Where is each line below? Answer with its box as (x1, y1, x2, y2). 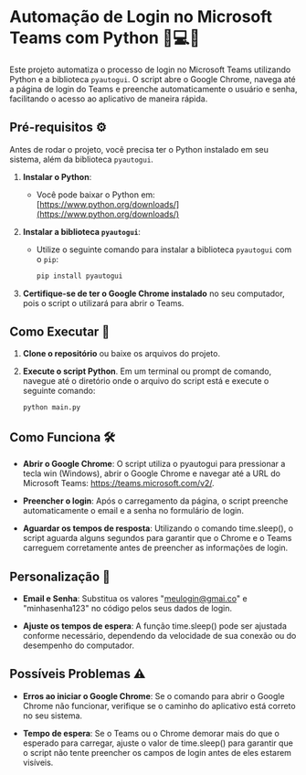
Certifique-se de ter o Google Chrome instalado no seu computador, (22, 288, 285, 299)
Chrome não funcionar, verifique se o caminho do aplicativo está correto (22, 700, 296, 711)
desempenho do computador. (22, 640, 135, 651)
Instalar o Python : (22, 171, 92, 182)
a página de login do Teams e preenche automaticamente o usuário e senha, (9, 83, 299, 94)
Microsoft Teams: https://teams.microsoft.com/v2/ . (22, 478, 215, 489)
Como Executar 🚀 (9, 324, 111, 340)
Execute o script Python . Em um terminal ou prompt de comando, (22, 366, 272, 377)
